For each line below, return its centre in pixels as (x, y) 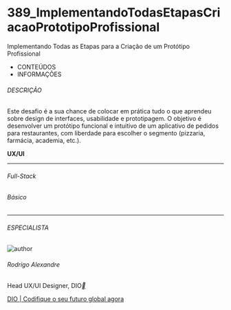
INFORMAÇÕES (39, 74)
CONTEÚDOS (36, 67)
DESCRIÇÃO (25, 90)
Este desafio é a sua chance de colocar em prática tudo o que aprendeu (109, 111)
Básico (17, 197)
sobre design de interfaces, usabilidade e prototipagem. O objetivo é (104, 119)
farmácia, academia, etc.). (44, 141)
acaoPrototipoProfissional (84, 27)
